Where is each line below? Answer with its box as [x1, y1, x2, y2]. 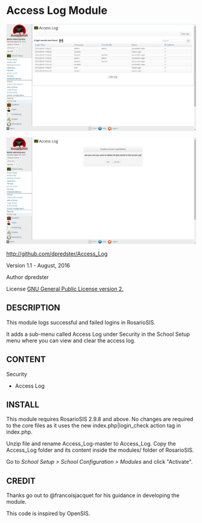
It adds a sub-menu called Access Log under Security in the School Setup [6, 330, 190, 338]
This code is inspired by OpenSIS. [6, 510, 90, 517]
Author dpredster [6, 273, 49, 281]
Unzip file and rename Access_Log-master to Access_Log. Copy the [6, 440, 176, 448]
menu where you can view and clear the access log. [6, 336, 136, 344]
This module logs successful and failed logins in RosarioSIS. [6, 318, 156, 326]
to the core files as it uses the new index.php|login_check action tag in [6, 422, 181, 429]
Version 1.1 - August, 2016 [6, 261, 71, 269]
